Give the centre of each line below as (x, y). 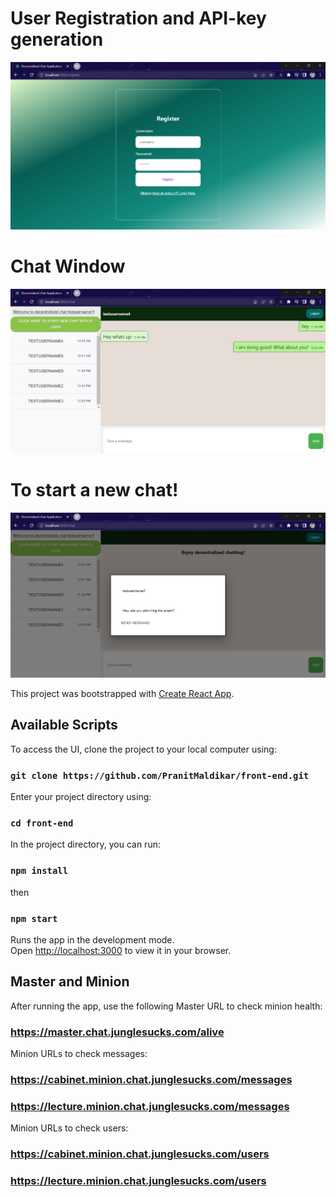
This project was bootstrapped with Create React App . (122, 693)
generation (57, 39)
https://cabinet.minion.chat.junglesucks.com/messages (151, 1079)
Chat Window (68, 266)
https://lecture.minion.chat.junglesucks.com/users (138, 1181)
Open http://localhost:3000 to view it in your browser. (121, 950)
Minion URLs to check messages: (79, 1054)
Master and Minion (70, 982)
